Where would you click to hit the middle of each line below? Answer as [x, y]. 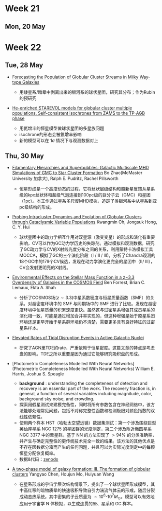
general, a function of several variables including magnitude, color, [86, 394]
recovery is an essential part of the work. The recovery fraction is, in [88, 388]
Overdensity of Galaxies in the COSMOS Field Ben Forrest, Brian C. [79, 282]
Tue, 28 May [24, 65]
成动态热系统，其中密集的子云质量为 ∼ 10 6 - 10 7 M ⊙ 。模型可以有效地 [87, 497]
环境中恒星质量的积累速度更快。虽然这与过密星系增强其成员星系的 [89, 310]
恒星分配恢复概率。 [38, 453]
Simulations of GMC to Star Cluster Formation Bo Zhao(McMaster [77, 173]
